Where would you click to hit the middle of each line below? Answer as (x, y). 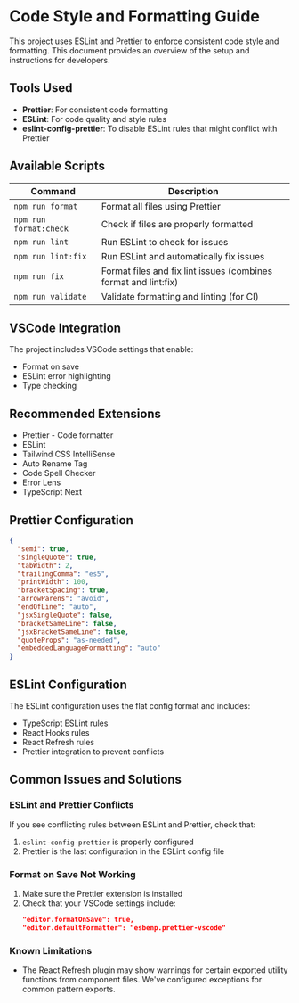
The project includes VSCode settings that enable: (101, 349)
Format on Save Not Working (73, 874)
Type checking (49, 386)
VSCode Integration (65, 328)
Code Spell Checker (59, 473)
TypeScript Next (52, 492)
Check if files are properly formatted (177, 224)
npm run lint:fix (50, 256)
